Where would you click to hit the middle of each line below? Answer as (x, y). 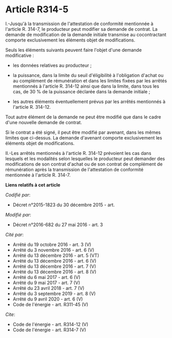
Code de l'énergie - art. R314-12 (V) (51, 324)
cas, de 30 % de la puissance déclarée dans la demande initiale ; (81, 91)
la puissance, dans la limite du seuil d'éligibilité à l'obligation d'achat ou (88, 75)
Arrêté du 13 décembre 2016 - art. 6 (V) (54, 261)
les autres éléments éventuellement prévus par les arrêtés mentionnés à (89, 102)
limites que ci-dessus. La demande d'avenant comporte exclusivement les (84, 137)
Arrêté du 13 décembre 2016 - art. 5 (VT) (56, 255)
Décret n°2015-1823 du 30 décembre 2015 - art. (64, 205)
